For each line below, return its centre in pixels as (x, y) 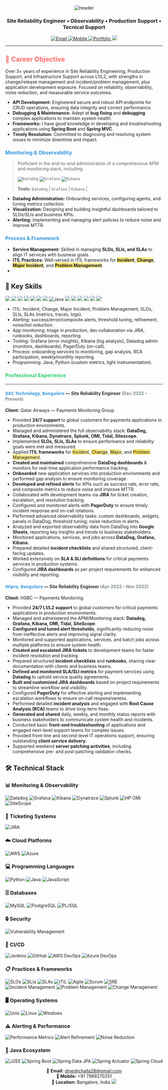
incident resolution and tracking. (45, 656)
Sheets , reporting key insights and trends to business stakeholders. (82, 532)
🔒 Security (18, 919)
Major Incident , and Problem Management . (58, 265)
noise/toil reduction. (33, 325)
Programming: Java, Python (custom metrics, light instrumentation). (82, 362)
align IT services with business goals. (51, 254)
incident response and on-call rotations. (53, 511)
